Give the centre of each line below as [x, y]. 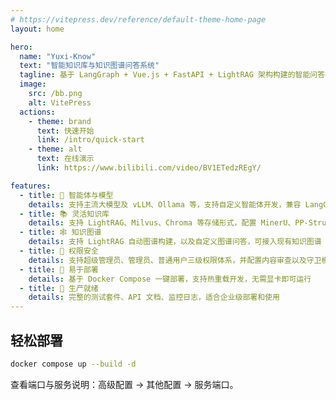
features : [31, 186]
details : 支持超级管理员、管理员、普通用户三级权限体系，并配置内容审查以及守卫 [175, 260]
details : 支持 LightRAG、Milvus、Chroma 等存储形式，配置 [142, 223]
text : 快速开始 [65, 131]
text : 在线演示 [65, 159]
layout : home [37, 29]
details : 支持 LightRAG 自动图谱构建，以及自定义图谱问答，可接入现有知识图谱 [175, 242]
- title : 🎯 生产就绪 [59, 288]
